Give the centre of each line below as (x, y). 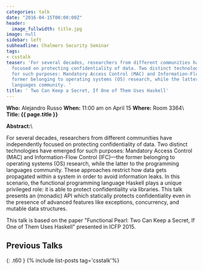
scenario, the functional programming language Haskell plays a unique (94, 183)
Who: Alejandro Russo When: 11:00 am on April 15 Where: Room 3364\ (95, 108)
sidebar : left (24, 40)
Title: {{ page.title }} (32, 114)
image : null (21, 35)
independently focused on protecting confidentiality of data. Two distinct (97, 144)
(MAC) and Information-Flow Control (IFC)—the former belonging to (91, 157)
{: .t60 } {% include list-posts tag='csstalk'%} (63, 260)
